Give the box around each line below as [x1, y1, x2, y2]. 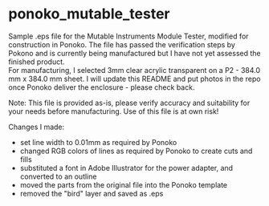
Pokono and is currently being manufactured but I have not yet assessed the [8, 48, 261, 58]
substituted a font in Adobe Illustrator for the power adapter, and [19, 163, 234, 172]
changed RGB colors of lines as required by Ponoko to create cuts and [19, 146, 253, 156]
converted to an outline [19, 172, 97, 181]
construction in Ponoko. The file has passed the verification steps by [8, 39, 235, 49]
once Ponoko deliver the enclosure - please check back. [8, 82, 195, 92]
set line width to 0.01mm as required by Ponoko [19, 137, 177, 147]
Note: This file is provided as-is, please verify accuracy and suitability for [8, 98, 251, 107]
